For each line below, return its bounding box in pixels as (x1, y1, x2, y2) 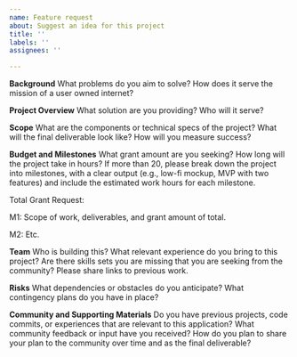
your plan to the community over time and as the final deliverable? (9, 337, 252, 348)
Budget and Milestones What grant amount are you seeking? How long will (9, 149, 285, 160)
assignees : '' (9, 46, 62, 55)
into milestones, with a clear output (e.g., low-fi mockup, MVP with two (9, 168, 269, 179)
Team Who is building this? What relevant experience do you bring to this (9, 247, 278, 257)
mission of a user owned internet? (9, 88, 134, 99)
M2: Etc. (9, 229, 40, 240)
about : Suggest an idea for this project (9, 21, 165, 30)
